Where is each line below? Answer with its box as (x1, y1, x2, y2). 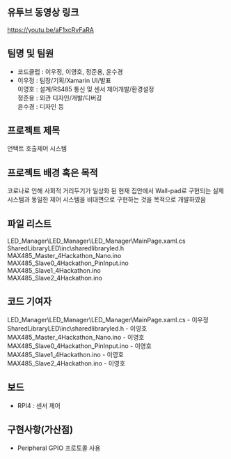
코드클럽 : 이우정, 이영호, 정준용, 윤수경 (17, 67, 123, 75)
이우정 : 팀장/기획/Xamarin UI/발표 (17, 76, 111, 84)
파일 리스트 (7, 218, 52, 229)
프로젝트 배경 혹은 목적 (7, 167, 99, 179)
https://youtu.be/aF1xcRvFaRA (7, 25, 95, 33)
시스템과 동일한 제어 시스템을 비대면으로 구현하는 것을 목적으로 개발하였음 (7, 195, 207, 204)
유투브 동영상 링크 (7, 6, 79, 19)
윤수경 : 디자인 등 (17, 102, 64, 110)
